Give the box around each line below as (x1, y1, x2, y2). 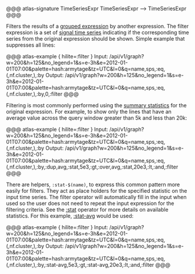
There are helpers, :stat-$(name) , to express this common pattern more (6, 181, 180, 188)
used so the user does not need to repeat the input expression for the (6, 200, 174, 207)
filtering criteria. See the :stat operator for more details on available (6, 206, 169, 213)
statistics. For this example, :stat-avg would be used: (6, 212, 134, 219)
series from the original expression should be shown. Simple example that (6, 35, 185, 42)
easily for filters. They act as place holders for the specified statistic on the (6, 187, 187, 194)
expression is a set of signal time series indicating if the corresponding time (6, 29, 189, 36)
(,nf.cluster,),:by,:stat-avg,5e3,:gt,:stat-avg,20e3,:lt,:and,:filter (6, 262, 154, 268)
